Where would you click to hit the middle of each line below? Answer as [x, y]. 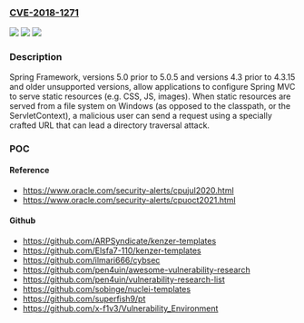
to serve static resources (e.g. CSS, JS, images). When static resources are [150, 96]
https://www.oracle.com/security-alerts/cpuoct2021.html [129, 200]
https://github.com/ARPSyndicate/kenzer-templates [119, 240]
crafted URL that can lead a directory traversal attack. [110, 125]
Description [36, 57]
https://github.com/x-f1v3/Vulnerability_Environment [120, 308]
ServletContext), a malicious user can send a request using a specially [141, 115]
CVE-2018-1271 [44, 13]
